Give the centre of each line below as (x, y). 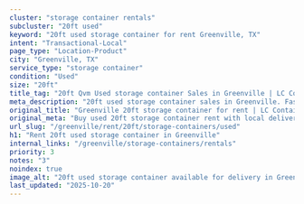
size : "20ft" (34, 85)
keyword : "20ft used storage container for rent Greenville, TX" (135, 34)
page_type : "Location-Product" (68, 51)
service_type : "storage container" (76, 69)
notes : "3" (30, 160)
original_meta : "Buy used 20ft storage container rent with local (137, 118)
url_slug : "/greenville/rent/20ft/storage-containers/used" (125, 127)
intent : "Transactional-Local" (68, 43)
